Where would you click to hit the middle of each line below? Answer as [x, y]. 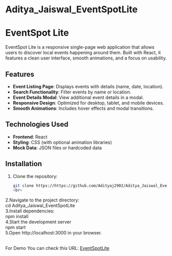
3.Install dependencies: [30, 211]
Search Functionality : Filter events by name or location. [72, 92]
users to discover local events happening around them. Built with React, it [83, 53]
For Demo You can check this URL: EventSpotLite [57, 248]
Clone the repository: [35, 176]
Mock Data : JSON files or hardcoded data [57, 148]
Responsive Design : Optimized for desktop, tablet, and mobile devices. [88, 103]
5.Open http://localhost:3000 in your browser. [54, 233]
